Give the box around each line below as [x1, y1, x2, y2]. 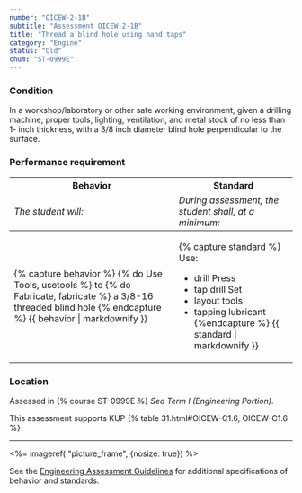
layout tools [193, 294, 244, 306]
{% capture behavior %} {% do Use [13, 267, 164, 279]
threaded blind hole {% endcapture [13, 301, 162, 313]
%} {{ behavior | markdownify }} [13, 312, 148, 324]
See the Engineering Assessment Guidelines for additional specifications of [9, 465, 289, 476]
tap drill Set [193, 283, 243, 295]
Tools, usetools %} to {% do [13, 278, 132, 291]
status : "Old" [9, 47, 63, 56]
